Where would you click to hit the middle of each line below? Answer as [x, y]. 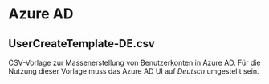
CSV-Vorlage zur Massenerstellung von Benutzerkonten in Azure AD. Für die [134, 62]
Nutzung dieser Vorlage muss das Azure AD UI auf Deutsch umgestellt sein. [134, 71]
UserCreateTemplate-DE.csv [82, 44]
